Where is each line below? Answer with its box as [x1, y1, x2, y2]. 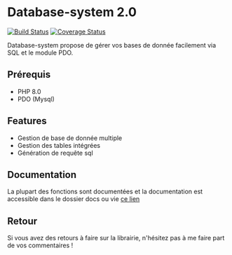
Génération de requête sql [17, 149, 93, 157]
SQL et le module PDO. [7, 48, 74, 57]
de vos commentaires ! [7, 241, 74, 249]
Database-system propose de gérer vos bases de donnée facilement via [7, 41, 217, 49]
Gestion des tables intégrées [17, 141, 100, 149]
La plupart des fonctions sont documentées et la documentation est [7, 187, 203, 196]
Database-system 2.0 [7, 4, 137, 20]
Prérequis [7, 69, 51, 81]
